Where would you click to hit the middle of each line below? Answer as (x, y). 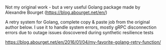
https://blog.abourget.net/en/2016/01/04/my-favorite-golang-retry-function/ (83, 42)
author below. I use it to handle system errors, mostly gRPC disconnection (81, 27)
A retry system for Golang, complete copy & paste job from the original (78, 22)
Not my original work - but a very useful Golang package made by (73, 7)
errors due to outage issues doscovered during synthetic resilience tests (80, 32)
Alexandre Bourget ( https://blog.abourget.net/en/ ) (56, 12)
